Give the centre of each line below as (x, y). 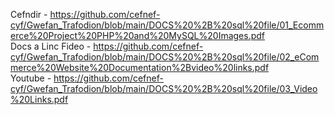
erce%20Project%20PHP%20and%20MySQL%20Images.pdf (138, 35)
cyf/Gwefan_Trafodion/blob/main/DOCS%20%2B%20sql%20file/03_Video (164, 88)
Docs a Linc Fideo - (51, 46)
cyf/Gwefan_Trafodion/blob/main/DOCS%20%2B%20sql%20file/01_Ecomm (167, 25)
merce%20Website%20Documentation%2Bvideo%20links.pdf (140, 67)
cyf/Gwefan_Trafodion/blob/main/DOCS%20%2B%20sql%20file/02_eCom (165, 57)
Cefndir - (29, 14)
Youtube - (31, 78)
